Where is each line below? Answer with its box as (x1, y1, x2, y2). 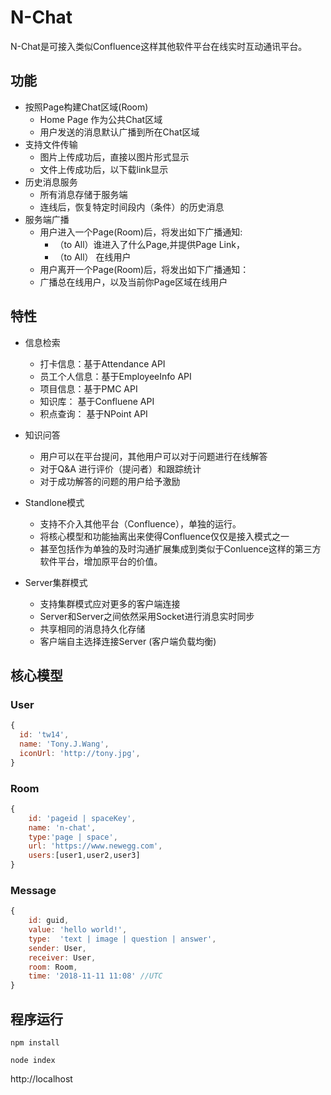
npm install (10, 1038, 60, 1048)
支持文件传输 (24, 138, 78, 150)
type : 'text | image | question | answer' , (28, 934, 217, 944)
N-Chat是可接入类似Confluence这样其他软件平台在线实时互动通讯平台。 (10, 40, 308, 52)
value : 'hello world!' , (28, 925, 128, 935)
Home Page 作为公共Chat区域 (39, 113, 163, 125)
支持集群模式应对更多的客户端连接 (39, 597, 181, 610)
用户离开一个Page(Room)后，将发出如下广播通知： (39, 263, 250, 275)
